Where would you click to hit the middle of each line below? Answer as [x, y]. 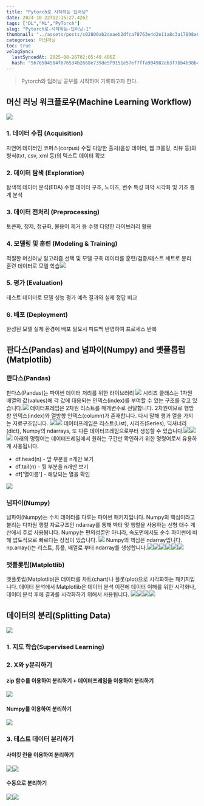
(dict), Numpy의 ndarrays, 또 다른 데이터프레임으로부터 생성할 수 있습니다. [95, 431]
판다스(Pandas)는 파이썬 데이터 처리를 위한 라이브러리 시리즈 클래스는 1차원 [99, 392]
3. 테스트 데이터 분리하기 [40, 739]
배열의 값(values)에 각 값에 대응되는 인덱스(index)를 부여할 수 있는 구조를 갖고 [99, 400]
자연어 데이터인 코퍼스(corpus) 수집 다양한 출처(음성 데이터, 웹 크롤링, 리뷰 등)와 [101, 148]
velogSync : [20, 52]
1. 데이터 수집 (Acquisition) [45, 133]
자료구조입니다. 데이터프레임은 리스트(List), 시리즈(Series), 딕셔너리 [100, 423]
